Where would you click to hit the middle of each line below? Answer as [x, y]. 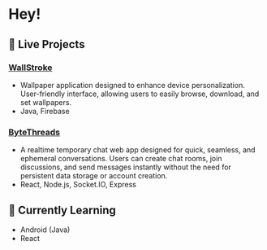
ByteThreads [34, 132]
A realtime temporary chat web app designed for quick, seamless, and [138, 150]
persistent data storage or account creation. [94, 176]
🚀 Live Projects [47, 44]
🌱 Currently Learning [62, 210]
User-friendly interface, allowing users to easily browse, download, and [140, 94]
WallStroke [30, 68]
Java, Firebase [45, 111]
